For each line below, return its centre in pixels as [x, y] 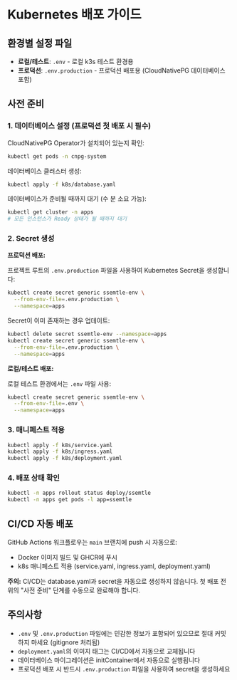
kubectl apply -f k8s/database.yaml [62, 184]
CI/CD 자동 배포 [40, 524]
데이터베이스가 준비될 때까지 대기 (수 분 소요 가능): [77, 199]
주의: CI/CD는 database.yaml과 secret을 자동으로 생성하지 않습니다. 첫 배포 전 [117, 582]
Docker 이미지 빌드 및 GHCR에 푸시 [67, 558]
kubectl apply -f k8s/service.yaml [60, 445]
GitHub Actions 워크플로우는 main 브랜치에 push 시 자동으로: [93, 543]
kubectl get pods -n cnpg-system [57, 156]
